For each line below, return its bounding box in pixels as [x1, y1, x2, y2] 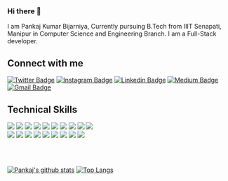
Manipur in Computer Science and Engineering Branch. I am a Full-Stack [7, 29, 217, 38]
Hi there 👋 [7, 6, 42, 16]
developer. [7, 37, 39, 45]
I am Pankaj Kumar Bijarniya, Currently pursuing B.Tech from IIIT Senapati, [7, 22, 222, 31]
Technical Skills [7, 103, 78, 115]
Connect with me [7, 57, 84, 69]
